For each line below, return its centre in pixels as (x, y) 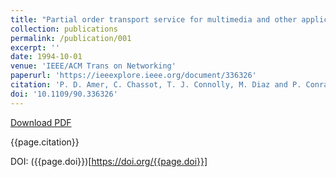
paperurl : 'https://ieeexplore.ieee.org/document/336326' (133, 76)
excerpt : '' (35, 47)
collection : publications (64, 29)
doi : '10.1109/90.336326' (64, 94)
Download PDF (41, 122)
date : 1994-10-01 (46, 57)
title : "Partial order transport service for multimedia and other (154, 19)
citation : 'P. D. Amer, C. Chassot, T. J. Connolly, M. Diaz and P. (156, 85)
